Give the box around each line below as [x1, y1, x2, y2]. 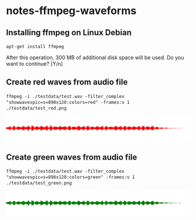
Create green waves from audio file [6, 152, 137, 162]
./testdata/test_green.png [6, 180, 72, 186]
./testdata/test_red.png [6, 105, 67, 111]
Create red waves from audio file [6, 77, 128, 87]
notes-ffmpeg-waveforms [6, 4, 137, 18]
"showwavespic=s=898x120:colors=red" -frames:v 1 [6, 99, 130, 105]
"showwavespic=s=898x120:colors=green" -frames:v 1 [6, 174, 135, 180]
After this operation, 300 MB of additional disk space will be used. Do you [6, 54, 184, 61]
